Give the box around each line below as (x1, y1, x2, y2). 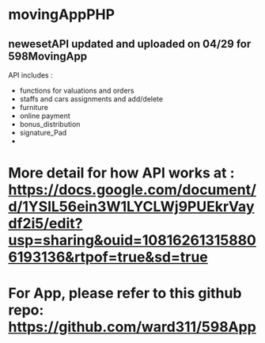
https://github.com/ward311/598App (8, 318, 257, 336)
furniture (19, 103, 49, 112)
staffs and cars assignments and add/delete (19, 94, 164, 104)
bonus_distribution (19, 120, 81, 128)
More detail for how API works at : (8, 164, 235, 182)
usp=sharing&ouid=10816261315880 (8, 231, 257, 250)
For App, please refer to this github (8, 284, 242, 303)
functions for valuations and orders (19, 86, 134, 95)
